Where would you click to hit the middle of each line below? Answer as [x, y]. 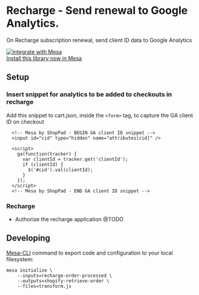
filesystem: [20, 259]
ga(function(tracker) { [47, 154]
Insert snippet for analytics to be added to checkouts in [89, 94]
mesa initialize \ [29, 270]
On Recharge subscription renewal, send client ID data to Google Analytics [99, 40]
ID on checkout [25, 122]
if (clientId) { [43, 164]
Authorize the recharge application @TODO [69, 219]
